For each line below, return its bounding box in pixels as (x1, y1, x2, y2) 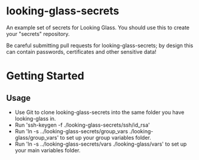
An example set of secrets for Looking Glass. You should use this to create (6, 24, 190, 31)
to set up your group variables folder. (60, 134, 151, 141)
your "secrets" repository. (6, 30, 70, 37)
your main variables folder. (14, 146, 81, 153)
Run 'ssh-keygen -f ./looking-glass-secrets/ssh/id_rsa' (14, 121, 151, 128)
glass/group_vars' (14, 134, 59, 141)
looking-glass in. (14, 115, 56, 122)
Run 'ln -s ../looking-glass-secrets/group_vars (14, 127, 128, 135)
